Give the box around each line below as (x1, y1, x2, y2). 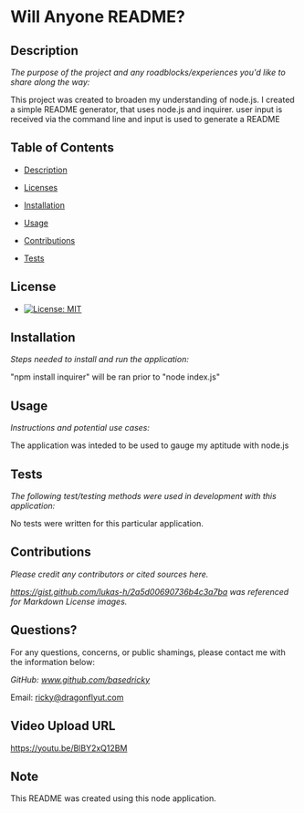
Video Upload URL (10, 718, 116, 734)
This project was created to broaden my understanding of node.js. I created (10, 94, 295, 105)
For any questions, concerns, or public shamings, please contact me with (10, 646, 286, 658)
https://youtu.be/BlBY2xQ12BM (10, 742, 128, 754)
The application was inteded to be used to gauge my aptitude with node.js (10, 440, 289, 451)
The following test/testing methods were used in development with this (10, 491, 277, 502)
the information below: (10, 656, 95, 667)
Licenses (23, 182, 58, 193)
